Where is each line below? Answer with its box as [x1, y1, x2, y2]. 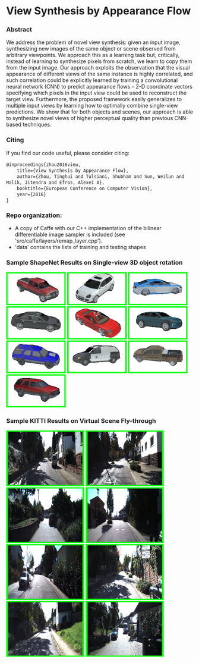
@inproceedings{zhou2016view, [6, 162, 81, 168]
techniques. [23, 121, 52, 128]
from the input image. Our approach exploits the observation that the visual [6, 64, 190, 71]
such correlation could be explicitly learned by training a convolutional [6, 77, 178, 84]
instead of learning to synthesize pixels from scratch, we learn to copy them [6, 58, 192, 65]
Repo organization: [6, 211, 62, 219]
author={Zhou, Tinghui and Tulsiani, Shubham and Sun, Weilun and [17, 174, 185, 180]
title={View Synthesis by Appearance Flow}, [17, 168, 129, 174]
